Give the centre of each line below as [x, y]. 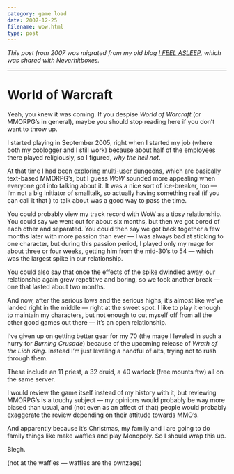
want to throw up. [32, 129]
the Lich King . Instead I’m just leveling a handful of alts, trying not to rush [112, 351]
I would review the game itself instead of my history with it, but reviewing [112, 393]
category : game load [37, 14]
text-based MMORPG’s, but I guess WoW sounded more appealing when [111, 178]
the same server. [31, 379]
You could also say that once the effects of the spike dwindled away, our [111, 272]
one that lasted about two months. [56, 287]
